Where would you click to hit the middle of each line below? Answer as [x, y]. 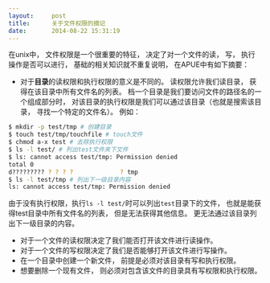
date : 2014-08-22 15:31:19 [64, 31]
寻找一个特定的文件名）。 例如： [88, 112]
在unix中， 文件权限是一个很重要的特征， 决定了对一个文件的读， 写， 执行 [132, 55]
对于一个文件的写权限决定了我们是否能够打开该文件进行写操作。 [125, 251]
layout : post [37, 16]
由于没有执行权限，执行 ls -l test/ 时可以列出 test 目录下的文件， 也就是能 [131, 203]
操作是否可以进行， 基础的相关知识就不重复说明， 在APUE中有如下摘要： [129, 64]
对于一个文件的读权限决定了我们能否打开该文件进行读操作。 [119, 240]
